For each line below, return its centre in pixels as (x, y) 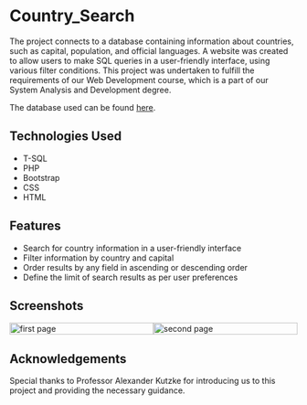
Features (35, 226)
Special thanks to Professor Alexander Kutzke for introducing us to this (143, 381)
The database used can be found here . (83, 107)
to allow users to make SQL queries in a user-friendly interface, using (140, 60)
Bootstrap (41, 177)
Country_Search (72, 16)
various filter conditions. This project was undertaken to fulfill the (132, 70)
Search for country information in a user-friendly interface (132, 248)
